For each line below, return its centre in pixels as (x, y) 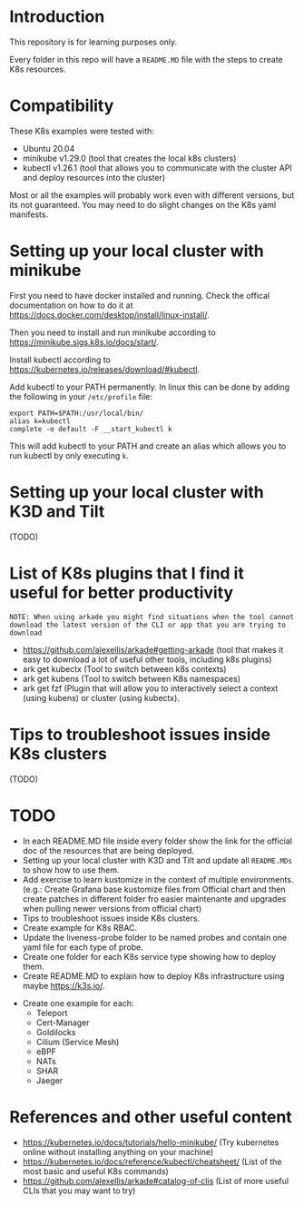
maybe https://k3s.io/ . (64, 985)
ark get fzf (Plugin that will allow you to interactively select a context (150, 688)
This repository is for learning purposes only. (93, 42)
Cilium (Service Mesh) (78, 1042)
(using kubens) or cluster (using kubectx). (101, 697)
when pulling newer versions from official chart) (112, 908)
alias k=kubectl (40, 421)
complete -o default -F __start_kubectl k (91, 429)
